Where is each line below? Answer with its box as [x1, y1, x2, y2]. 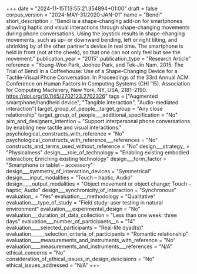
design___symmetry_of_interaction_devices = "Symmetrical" [6, 168, 152, 174]
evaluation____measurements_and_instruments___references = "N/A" [6, 243, 172, 250]
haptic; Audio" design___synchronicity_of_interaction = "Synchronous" [6, 187, 176, 193]
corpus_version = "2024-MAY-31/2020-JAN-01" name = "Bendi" [6, 11, 163, 18]
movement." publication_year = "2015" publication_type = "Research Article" [6, 55, 191, 62]
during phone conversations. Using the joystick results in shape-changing [6, 30, 185, 37]
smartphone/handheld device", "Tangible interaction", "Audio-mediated [6, 99, 179, 105]
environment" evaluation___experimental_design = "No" [6, 206, 141, 212]
